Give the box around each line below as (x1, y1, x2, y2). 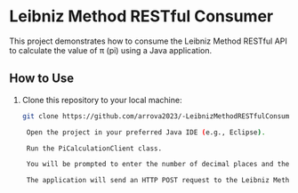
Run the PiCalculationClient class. (26, 144, 163, 153)
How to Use (9, 71, 75, 86)
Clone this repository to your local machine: (21, 94, 182, 105)
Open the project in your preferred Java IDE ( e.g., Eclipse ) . (26, 127, 266, 137)
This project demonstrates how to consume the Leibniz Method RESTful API (9, 36, 287, 46)
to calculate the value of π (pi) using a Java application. (9, 44, 213, 55)
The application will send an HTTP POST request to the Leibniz (26, 176, 270, 185)
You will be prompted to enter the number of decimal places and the (26, 160, 290, 169)
